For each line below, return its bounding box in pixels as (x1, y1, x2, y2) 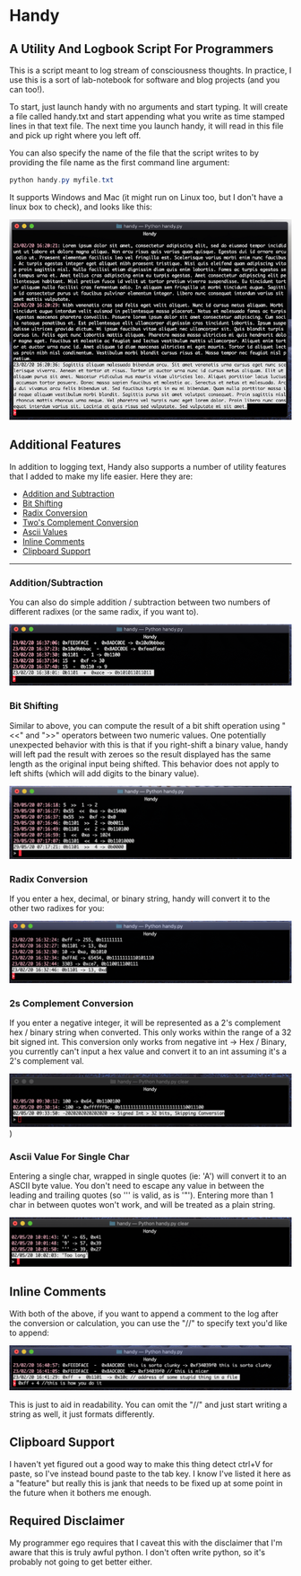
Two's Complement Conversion (21, 517, 139, 527)
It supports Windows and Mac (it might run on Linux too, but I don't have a (9, 191, 284, 202)
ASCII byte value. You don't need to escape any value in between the (9, 1181, 264, 1191)
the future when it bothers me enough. (9, 1487, 152, 1498)
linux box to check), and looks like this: (9, 201, 152, 212)
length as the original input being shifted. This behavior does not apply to (9, 758, 279, 769)
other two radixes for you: (9, 902, 105, 913)
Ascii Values (21, 527, 68, 537)
